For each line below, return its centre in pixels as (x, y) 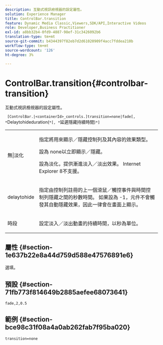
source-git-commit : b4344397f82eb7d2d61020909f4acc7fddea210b (69, 41)
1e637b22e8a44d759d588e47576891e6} (69, 255)
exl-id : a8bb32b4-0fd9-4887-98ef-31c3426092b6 (53, 32)
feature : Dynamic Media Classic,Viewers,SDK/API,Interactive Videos (76, 23)
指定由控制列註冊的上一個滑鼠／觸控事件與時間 (93, 190)
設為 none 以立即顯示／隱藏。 (72, 152)
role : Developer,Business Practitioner (45, 28)
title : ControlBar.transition (36, 18)
